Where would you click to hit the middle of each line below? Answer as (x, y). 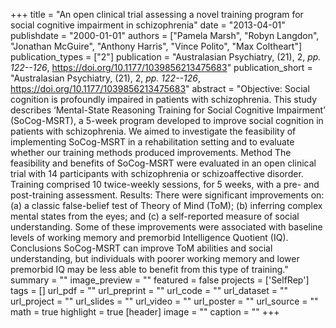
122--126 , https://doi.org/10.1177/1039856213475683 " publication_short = (161, 67)
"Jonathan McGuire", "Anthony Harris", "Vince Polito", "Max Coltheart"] (156, 46)
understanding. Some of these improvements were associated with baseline (166, 227)
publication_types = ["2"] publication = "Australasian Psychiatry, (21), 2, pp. (166, 57)
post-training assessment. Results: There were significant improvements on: (167, 195)
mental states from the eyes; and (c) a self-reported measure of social (155, 216)
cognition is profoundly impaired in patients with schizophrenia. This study (164, 99)
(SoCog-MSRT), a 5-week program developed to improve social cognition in (167, 120)
